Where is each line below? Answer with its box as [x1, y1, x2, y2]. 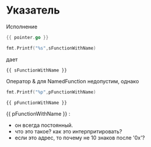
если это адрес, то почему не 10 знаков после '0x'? [14, 134, 145, 141]
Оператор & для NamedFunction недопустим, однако [6, 77, 139, 84]
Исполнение [6, 23, 38, 30]
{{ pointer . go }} [6, 34, 49, 40]
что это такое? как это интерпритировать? [14, 128, 123, 135]
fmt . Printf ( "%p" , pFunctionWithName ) [6, 89, 96, 95]
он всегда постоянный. [14, 122, 73, 129]
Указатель [6, 4, 60, 17]
